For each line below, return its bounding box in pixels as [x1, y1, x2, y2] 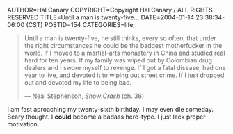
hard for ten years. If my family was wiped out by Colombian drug [24, 56, 212, 65]
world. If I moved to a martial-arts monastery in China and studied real [24, 49, 225, 57]
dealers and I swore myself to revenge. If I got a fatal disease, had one [24, 64, 226, 72]
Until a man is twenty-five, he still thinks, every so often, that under [24, 34, 217, 42]
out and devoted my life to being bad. [24, 78, 132, 86]
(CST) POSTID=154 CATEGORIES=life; [26, 21, 136, 28]
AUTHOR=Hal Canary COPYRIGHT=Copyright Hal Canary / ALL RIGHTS [7, 6, 214, 14]
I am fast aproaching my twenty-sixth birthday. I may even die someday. [7, 106, 214, 113]
